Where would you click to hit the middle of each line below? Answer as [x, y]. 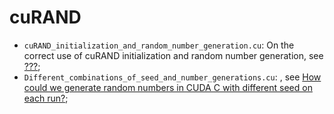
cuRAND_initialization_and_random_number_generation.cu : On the [159, 45]
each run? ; [46, 98]
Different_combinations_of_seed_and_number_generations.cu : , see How [172, 77]
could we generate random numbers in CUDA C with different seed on [168, 87]
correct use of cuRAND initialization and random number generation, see [173, 55]
